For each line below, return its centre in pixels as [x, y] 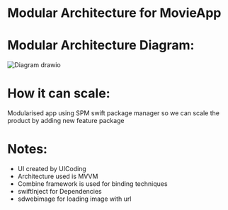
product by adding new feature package [66, 121]
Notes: [28, 149]
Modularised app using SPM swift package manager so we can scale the [113, 113]
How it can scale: [59, 94]
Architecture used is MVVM [58, 176]
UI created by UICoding [52, 169]
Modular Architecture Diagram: [101, 46]
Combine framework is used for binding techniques [92, 184]
